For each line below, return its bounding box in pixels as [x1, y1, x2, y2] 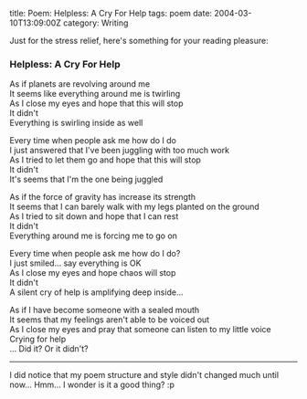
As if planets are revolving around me [9, 79, 151, 89]
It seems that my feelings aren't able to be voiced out [9, 314, 210, 325]
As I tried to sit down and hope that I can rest [9, 211, 179, 222]
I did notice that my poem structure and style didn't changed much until [9, 370, 280, 381]
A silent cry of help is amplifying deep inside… [9, 287, 184, 298]
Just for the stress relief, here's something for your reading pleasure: [9, 36, 269, 46]
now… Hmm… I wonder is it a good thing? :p [9, 379, 175, 391]
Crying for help [9, 333, 67, 345]
